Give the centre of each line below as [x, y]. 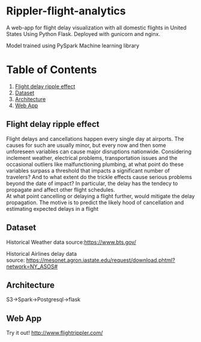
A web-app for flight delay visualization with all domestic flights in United [97, 28]
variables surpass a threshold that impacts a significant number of [88, 170]
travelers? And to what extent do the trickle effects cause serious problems [99, 177]
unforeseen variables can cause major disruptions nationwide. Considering [99, 152]
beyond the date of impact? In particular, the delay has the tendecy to [92, 183]
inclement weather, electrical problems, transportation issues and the [92, 158]
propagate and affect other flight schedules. [61, 189]
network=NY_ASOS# [32, 266]
